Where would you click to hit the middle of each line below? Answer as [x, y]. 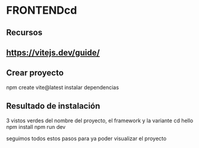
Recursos [25, 33]
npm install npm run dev [36, 127]
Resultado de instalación [53, 106]
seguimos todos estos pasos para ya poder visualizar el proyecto [86, 138]
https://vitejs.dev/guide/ [53, 52]
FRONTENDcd [42, 10]
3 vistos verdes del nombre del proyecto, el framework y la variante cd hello [100, 121]
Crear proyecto [35, 73]
